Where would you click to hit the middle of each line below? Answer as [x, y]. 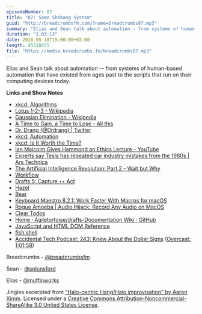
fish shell [26, 232]
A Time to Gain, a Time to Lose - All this [64, 124]
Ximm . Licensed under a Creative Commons [61, 298]
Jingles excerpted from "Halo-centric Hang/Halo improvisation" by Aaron [97, 292]
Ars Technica [31, 162]
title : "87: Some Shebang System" [50, 17]
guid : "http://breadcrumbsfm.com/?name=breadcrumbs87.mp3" [82, 23]
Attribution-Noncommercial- [151, 298]
